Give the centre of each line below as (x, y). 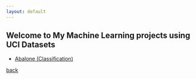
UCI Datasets (31, 45)
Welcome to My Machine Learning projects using (98, 36)
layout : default (26, 11)
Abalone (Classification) (44, 59)
